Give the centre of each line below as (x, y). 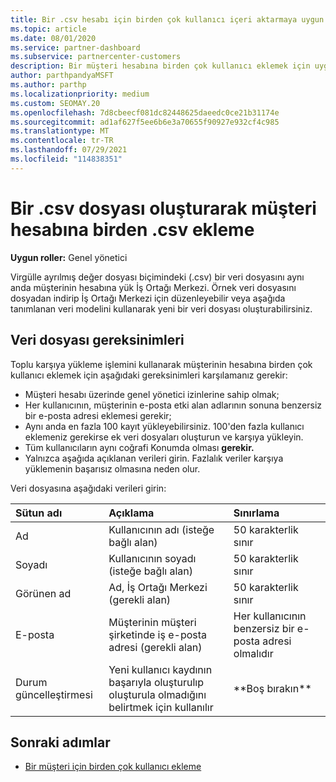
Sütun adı (39, 513)
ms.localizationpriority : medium (80, 94)
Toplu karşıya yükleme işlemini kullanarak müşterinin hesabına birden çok (161, 364)
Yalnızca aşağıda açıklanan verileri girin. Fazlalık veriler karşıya (154, 458)
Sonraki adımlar (60, 742)
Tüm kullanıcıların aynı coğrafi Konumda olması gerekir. (139, 447)
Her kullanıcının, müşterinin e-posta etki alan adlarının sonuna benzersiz (173, 405)
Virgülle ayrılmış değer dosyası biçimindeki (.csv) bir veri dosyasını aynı (157, 277)
